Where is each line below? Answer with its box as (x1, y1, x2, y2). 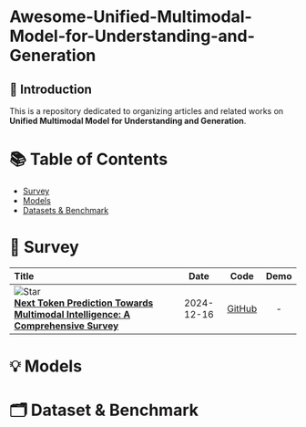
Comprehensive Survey (14, 319, 119, 332)
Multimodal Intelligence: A (14, 307, 130, 320)
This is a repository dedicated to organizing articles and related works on (9, 106, 284, 116)
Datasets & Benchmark (22, 204, 109, 215)
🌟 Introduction (9, 81, 93, 97)
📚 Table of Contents (9, 149, 168, 170)
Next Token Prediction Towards (14, 297, 154, 309)
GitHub (227, 302, 258, 315)
